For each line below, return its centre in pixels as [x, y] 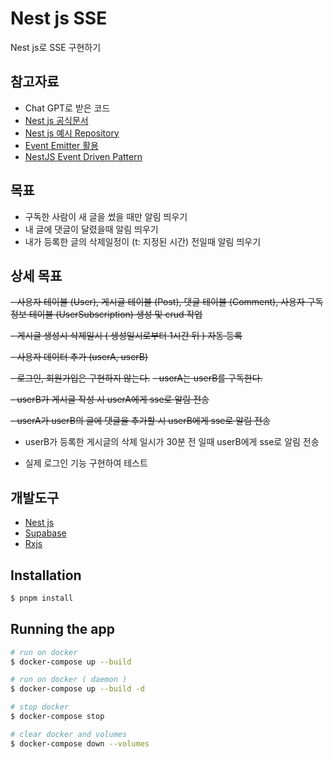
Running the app [62, 629]
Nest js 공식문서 [56, 120]
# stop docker [40, 707]
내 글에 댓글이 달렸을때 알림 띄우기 [91, 229]
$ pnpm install [42, 598]
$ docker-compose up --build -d [77, 689]
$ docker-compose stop [57, 717]
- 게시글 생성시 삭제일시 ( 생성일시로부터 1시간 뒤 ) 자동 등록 [126, 336]
